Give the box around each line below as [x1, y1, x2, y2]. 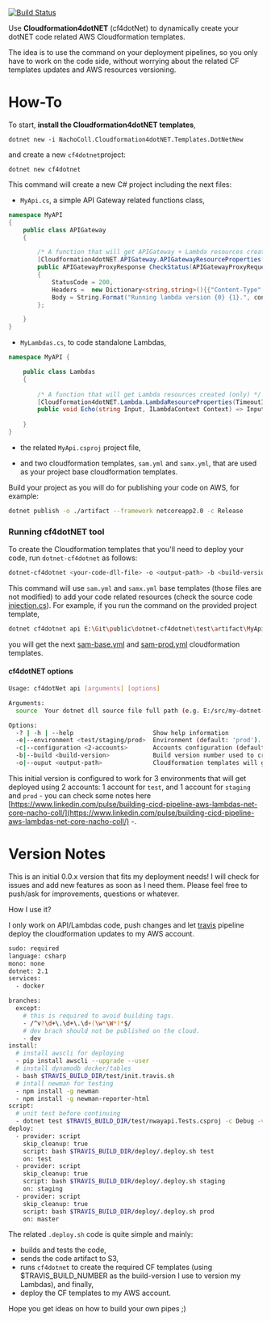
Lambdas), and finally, [19, 1280, 94, 1289]
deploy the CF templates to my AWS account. [19, 1288, 172, 1298]
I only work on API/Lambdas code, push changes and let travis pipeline [8, 920, 244, 930]
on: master [23, 1215, 60, 1223]
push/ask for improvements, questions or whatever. [8, 889, 180, 898]
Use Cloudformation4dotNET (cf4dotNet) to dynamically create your [8, 23, 240, 32]
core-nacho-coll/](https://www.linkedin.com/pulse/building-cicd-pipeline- [8, 808, 255, 818]
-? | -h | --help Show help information [15, 728, 229, 737]
